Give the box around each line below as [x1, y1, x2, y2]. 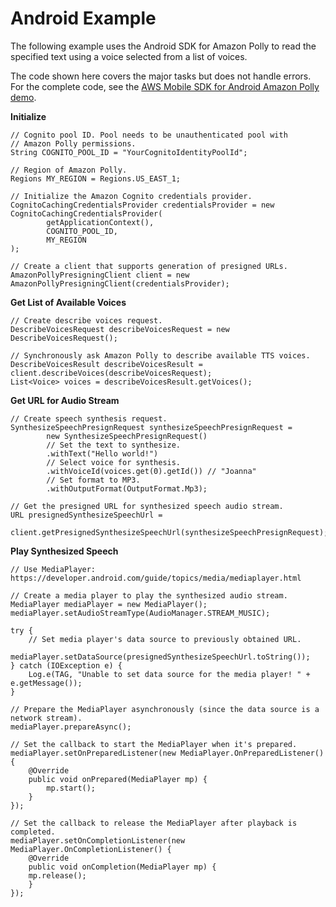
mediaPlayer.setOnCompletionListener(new [10, 835, 186, 846]
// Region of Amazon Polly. [10, 165, 128, 175]
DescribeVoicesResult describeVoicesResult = [10, 359, 203, 369]
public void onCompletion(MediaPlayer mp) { [28, 862, 217, 872]
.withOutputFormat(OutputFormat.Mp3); [46, 483, 208, 494]
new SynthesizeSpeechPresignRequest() [46, 431, 208, 441]
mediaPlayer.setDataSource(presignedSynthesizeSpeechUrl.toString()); [10, 652, 311, 662]
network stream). [10, 713, 83, 723]
